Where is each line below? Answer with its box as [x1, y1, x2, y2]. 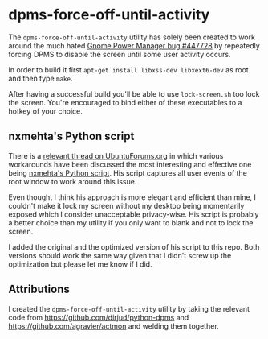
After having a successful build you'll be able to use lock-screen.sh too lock [8, 89, 260, 98]
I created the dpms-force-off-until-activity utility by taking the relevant [8, 304, 250, 313]
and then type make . [8, 73, 73, 83]
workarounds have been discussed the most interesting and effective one [8, 159, 252, 169]
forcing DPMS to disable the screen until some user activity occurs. [8, 49, 231, 59]
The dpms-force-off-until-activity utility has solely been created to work [8, 32, 255, 42]
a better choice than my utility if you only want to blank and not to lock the [8, 217, 254, 227]
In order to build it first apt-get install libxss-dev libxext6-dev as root [8, 64, 249, 74]
